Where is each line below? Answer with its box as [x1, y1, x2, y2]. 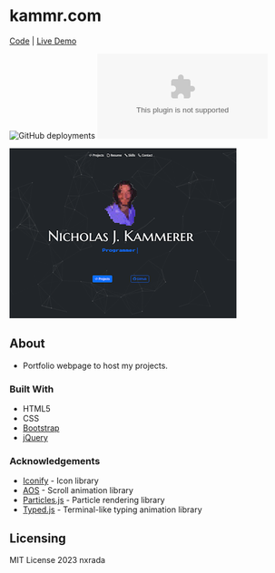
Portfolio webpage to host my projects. [22, 360, 168, 371]
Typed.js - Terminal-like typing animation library [22, 504, 202, 515]
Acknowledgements [9, 454, 101, 467]
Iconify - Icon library [22, 475, 100, 486]
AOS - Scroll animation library [22, 485, 134, 496]
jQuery [22, 432, 48, 443]
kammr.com [9, 5, 102, 26]
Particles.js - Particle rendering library [22, 495, 165, 506]
